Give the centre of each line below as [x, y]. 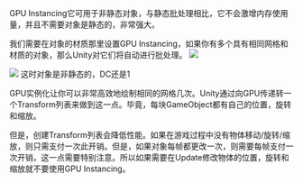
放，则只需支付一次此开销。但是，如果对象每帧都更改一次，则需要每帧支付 [147, 146]
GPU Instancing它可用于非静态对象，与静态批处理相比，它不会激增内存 [141, 13]
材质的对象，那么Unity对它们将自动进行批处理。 [98, 55]
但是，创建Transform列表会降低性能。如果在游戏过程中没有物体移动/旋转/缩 [150, 135]
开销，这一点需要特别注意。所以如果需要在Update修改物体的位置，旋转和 [153, 157]
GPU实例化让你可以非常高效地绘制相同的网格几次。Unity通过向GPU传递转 [147, 93]
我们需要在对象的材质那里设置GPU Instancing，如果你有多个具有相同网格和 [149, 44]
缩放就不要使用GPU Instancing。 [70, 169]
